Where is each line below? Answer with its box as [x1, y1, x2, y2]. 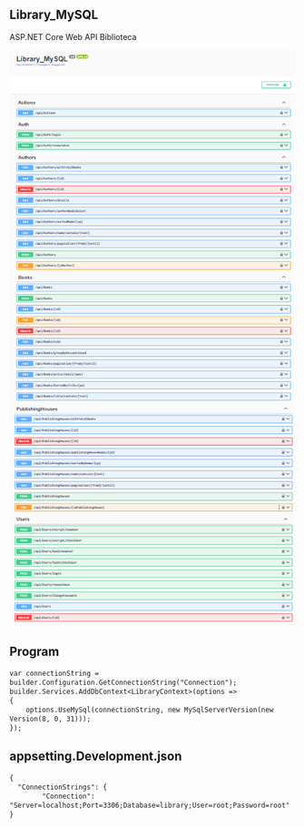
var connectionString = [9, 669, 100, 679]
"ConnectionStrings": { [17, 782, 107, 792]
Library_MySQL [9, 7, 99, 23]
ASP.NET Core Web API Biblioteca [9, 31, 137, 42]
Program [9, 643, 60, 659]
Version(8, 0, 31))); [9, 714, 92, 724]
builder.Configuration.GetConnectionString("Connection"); [9, 678, 238, 688]
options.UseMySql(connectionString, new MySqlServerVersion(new [25, 705, 274, 715]
